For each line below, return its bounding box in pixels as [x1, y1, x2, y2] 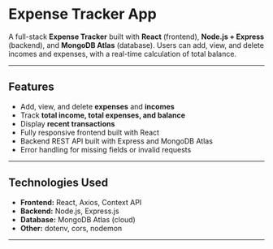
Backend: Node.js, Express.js [19, 206, 119, 216]
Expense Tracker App [8, 5, 157, 24]
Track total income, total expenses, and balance [19, 110, 185, 120]
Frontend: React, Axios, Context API [19, 197, 142, 207]
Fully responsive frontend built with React [19, 127, 160, 137]
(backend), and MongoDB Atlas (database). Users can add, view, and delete [8, 40, 264, 49]
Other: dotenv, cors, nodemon [19, 223, 123, 233]
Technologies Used [8, 176, 108, 190]
